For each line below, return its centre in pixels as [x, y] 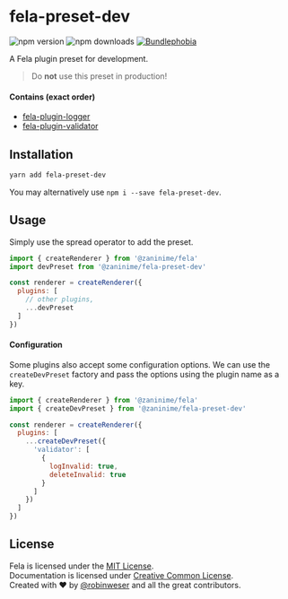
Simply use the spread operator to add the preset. [101, 242]
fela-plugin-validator [60, 126]
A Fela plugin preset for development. [79, 58]
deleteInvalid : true [87, 474]
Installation [41, 154]
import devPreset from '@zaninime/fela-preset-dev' [108, 266]
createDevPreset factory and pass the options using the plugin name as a [144, 374]
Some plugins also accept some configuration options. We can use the [140, 364]
